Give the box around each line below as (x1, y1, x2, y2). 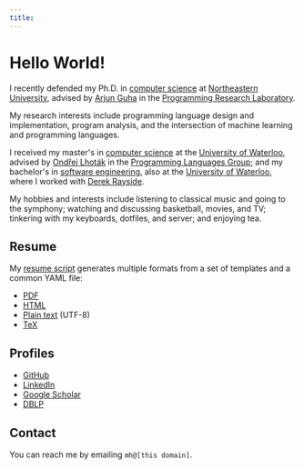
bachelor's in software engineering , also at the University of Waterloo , (9, 165, 273, 177)
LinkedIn (22, 379, 56, 391)
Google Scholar (22, 389, 82, 400)
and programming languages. (9, 129, 120, 140)
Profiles (9, 345, 55, 361)
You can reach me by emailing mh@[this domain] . (9, 449, 193, 460)
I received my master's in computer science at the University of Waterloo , (9, 146, 286, 157)
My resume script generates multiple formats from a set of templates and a (9, 263, 291, 274)
